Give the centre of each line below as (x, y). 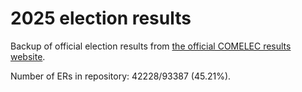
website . (28, 56)
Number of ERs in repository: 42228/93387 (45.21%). (121, 76)
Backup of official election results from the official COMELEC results (151, 46)
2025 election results (101, 18)
